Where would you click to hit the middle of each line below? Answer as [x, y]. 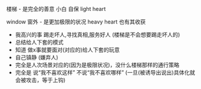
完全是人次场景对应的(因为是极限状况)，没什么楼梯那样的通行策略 [97, 65]
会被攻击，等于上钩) [40, 80]
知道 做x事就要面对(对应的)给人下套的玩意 [67, 50]
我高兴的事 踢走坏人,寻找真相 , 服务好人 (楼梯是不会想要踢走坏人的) [97, 35]
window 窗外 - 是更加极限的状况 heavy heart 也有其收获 [76, 22]
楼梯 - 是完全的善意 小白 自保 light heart [56, 9]
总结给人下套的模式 [39, 42]
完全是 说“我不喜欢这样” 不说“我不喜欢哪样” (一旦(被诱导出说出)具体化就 [105, 72]
